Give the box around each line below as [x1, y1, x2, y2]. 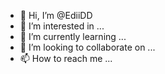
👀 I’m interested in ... [19, 20, 105, 32]
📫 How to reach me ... [19, 53, 113, 64]
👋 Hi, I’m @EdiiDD [19, 10, 93, 21]
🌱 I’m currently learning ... [19, 31, 127, 42]
